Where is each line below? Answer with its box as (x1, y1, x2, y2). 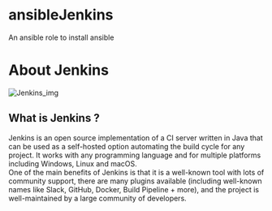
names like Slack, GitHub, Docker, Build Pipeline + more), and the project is (8, 184, 260, 194)
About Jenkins (8, 61, 110, 80)
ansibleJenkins (8, 6, 114, 24)
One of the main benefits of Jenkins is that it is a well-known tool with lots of (8, 167, 265, 177)
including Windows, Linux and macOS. (8, 158, 137, 168)
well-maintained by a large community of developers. (8, 193, 187, 203)
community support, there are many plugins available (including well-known (8, 176, 262, 186)
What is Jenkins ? (8, 111, 100, 125)
